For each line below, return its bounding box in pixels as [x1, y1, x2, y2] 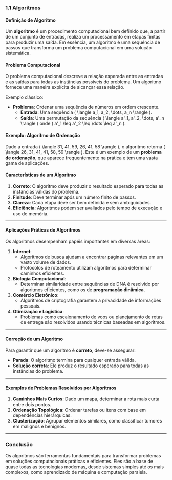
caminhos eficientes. [20, 270, 65, 276]
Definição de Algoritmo [5, 17, 56, 23]
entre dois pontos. [12, 401, 52, 408]
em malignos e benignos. [12, 423, 66, 430]
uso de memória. [12, 210, 49, 217]
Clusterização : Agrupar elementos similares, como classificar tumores [12, 418, 162, 424]
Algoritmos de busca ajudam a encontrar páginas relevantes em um [20, 254, 164, 260]
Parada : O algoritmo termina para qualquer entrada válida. [12, 357, 136, 363]
